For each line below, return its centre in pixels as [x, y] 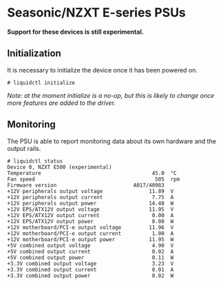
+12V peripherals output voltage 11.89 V [91, 191]
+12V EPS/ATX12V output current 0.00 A [91, 215]
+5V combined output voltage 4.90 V [91, 245]
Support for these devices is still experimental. [76, 32]
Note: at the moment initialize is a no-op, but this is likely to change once [111, 95]
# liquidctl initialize [41, 83]
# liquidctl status [35, 161]
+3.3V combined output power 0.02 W [91, 276]
